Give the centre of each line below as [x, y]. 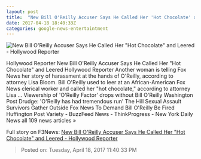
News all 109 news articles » [41, 121]
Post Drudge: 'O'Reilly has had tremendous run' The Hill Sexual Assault [94, 102]
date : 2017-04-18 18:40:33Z [41, 23]
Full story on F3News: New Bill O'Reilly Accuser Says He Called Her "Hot [96, 132]
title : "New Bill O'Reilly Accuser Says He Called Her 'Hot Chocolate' [99, 17]
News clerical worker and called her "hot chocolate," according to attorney [98, 89]
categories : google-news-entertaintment [57, 28]
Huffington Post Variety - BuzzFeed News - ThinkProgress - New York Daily [100, 114]
